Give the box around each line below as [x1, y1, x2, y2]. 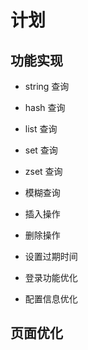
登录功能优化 [24, 272, 78, 283]
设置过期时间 [24, 251, 78, 262]
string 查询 [24, 81, 70, 92]
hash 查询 [24, 102, 66, 113]
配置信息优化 [24, 293, 78, 305]
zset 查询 [24, 166, 63, 177]
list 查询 [24, 123, 58, 135]
